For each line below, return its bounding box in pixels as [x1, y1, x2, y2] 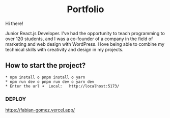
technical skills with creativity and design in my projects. [5, 46, 124, 52]
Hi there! [5, 20, 23, 26]
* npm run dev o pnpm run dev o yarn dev [5, 79, 95, 84]
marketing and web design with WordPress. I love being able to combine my [5, 41, 164, 47]
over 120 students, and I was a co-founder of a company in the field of [5, 36, 153, 42]
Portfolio [67, 4, 104, 15]
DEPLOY [5, 95, 26, 102]
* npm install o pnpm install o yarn [5, 75, 86, 80]
